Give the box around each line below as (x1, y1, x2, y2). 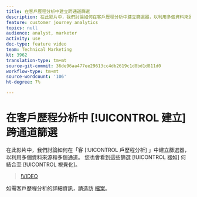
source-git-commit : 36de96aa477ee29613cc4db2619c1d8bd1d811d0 (6, 63, 161, 69)
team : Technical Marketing (6, 47, 72, 53)
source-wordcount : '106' (6, 74, 67, 80)
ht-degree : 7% (6, 80, 41, 85)
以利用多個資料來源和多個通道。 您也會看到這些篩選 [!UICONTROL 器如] (6, 153, 180, 161)
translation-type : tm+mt (6, 57, 67, 63)
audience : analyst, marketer (6, 30, 77, 36)
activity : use (6, 36, 41, 42)
